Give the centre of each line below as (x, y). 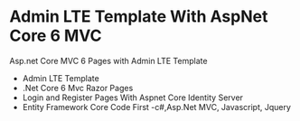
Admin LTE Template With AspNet (139, 17)
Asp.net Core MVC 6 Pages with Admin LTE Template (108, 60)
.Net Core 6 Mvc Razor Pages (78, 88)
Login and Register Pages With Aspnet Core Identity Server (133, 98)
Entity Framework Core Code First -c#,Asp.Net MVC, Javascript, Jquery (157, 107)
